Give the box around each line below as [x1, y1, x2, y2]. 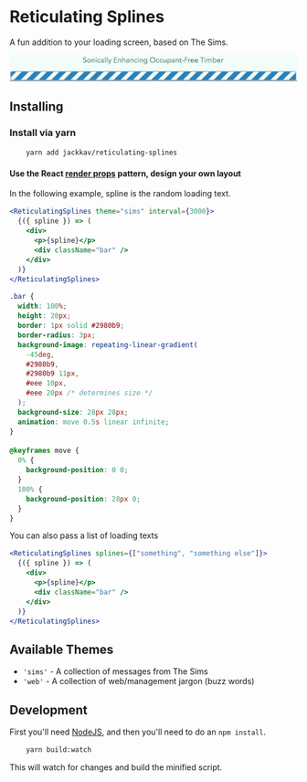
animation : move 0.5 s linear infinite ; [17, 417, 170, 427]
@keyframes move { [9, 446, 79, 456]
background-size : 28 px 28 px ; [17, 407, 129, 417]
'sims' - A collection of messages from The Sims [22, 666, 208, 677]
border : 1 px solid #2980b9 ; [17, 322, 125, 331]
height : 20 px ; [17, 312, 71, 321]
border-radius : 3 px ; [17, 331, 96, 340]
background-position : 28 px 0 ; [26, 494, 142, 503]
